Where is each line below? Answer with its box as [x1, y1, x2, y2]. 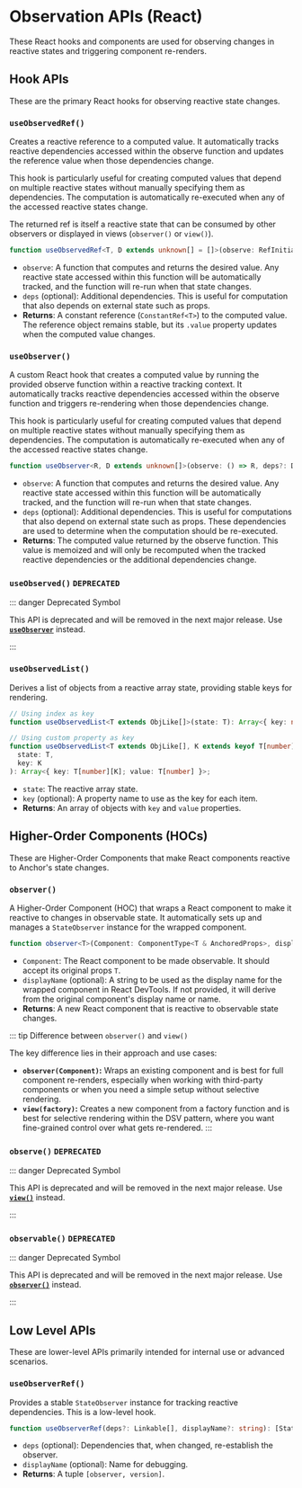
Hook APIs [9, 72, 69, 87]
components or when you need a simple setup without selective [22, 1083, 260, 1094]
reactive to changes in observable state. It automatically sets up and [9, 912, 262, 922]
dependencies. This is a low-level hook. [9, 1406, 156, 1417]
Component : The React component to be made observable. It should [22, 955, 270, 966]
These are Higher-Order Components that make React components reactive [9, 852, 290, 863]
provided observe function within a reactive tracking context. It [9, 379, 243, 390]
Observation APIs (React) [9, 6, 203, 27]
